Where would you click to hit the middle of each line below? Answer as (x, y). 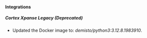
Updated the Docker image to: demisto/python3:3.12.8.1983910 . (77, 30)
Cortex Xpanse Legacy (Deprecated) (44, 18)
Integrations (18, 7)
